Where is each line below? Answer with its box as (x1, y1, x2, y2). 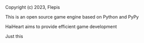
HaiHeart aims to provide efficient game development (5, 23, 117, 29)
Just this (5, 33, 23, 39)
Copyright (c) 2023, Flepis (5, 4, 60, 10)
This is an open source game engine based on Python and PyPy (5, 14, 139, 19)
